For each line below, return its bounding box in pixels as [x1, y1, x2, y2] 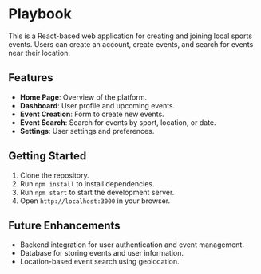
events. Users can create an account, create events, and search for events [8, 39, 254, 49]
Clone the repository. [19, 170, 89, 180]
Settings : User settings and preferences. [19, 126, 155, 135]
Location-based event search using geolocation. [19, 256, 180, 267]
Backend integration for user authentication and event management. [19, 240, 245, 249]
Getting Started [8, 149, 87, 163]
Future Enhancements [8, 218, 121, 232]
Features [8, 71, 53, 84]
